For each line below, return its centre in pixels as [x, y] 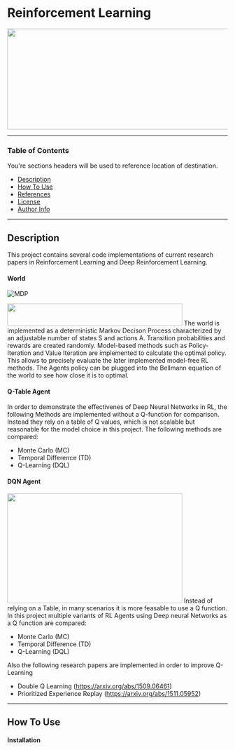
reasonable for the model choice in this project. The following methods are [115, 429]
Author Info [34, 209]
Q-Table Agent [29, 391]
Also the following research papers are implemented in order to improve [111, 665]
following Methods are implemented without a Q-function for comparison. [113, 415]
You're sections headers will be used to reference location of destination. [113, 166]
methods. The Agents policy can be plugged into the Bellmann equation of [114, 368]
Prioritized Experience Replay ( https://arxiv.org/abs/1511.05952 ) [109, 693]
